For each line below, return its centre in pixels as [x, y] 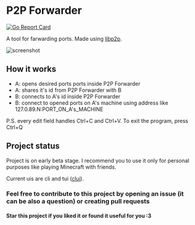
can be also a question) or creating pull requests [78, 202]
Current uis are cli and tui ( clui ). [45, 178]
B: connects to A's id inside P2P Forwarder [67, 96]
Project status [33, 146]
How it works [31, 69]
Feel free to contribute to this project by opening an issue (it [95, 194]
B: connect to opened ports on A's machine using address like [91, 103]
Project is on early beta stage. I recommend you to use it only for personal [98, 160]
